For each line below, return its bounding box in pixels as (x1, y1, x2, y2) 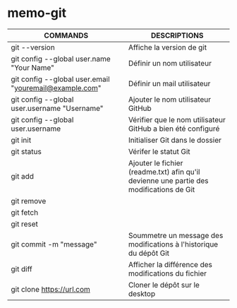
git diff (11, 263, 33, 273)
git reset (11, 219, 39, 229)
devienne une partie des (128, 175, 209, 185)
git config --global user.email (11, 74, 111, 84)
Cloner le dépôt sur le (128, 280, 200, 290)
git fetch (11, 207, 39, 217)
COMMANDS (44, 30, 89, 40)
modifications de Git (128, 184, 195, 194)
